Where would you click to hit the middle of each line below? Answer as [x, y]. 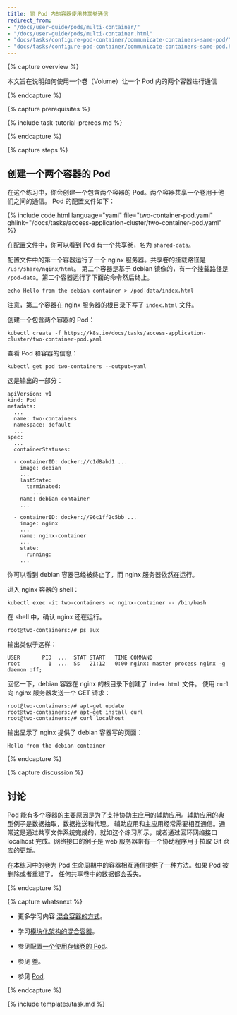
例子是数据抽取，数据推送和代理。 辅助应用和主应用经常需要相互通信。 [116, 823]
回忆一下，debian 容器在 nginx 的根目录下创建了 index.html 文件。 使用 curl [118, 683]
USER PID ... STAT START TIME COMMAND [80, 657]
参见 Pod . [31, 976]
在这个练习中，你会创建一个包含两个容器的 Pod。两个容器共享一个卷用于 [113, 192]
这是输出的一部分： [35, 380]
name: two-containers [45, 418]
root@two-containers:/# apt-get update [66, 706]
